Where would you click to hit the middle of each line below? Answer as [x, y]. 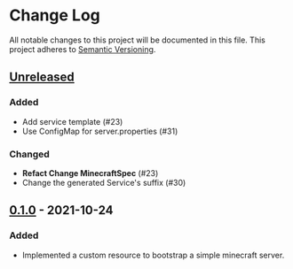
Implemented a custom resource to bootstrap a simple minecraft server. [153, 255]
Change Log [55, 15]
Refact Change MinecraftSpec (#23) [90, 173]
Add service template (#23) [72, 121]
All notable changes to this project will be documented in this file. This [138, 40]
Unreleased [42, 77]
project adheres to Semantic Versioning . [83, 49]
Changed [30, 154]
